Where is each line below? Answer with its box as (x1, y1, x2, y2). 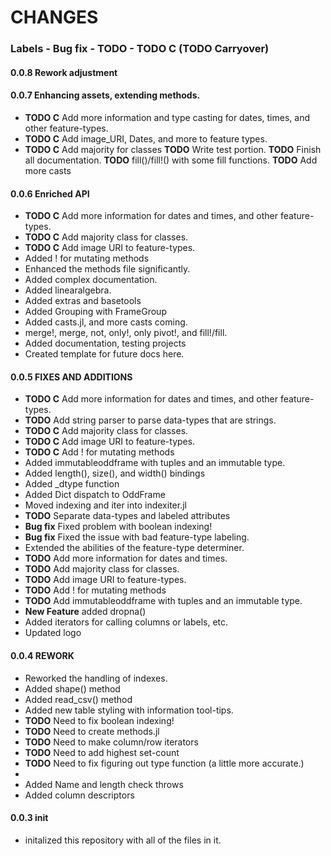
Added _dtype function (24, 478, 120, 490)
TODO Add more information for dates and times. (24, 552, 228, 565)
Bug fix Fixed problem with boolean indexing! (24, 521, 213, 533)
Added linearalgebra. (24, 284, 112, 296)
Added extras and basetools (24, 295, 142, 307)
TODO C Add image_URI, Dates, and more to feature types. (24, 132, 268, 145)
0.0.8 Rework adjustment (10, 66, 118, 78)
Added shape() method (24, 682, 121, 695)
